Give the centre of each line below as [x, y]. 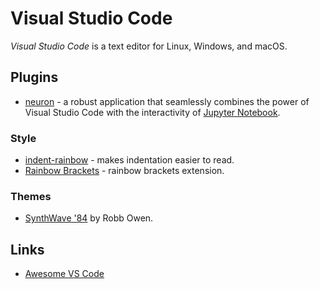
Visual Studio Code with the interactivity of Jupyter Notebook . [152, 112]
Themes [31, 196]
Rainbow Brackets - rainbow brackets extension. [124, 171]
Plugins [34, 77]
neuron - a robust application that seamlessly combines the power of [167, 101]
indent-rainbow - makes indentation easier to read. [129, 160]
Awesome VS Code [64, 274]
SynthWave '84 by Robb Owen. [89, 218]
